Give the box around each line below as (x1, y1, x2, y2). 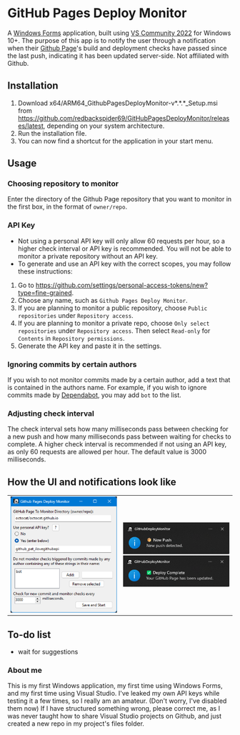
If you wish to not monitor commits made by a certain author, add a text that (7, 376, 231, 384)
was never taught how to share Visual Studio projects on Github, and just (7, 712, 221, 721)
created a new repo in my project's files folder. (7, 719, 145, 728)
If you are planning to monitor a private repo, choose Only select (17, 319, 210, 327)
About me (7, 665, 43, 675)
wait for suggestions (17, 647, 79, 656)
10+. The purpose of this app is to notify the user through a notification (7, 36, 216, 44)
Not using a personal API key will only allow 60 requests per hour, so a (17, 236, 225, 245)
